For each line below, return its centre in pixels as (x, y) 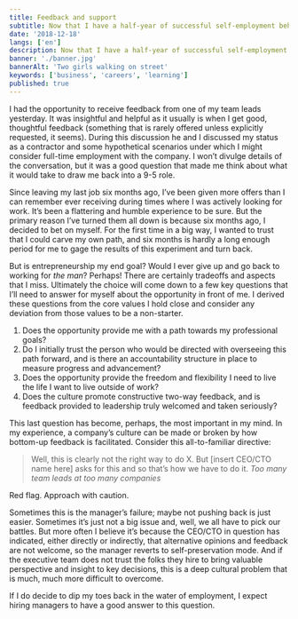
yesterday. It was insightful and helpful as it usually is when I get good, (138, 118)
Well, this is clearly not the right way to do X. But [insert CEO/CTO (151, 459)
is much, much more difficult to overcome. (86, 578)
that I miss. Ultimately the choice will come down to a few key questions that (149, 284)
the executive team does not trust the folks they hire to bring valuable (136, 559)
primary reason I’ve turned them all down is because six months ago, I (137, 220)
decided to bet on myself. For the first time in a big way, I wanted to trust (142, 230)
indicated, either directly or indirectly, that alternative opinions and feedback (149, 540)
